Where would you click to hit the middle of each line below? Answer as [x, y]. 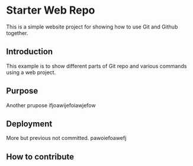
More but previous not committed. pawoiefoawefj [66, 138]
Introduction [30, 52]
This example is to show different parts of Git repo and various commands [96, 66]
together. [17, 33]
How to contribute [40, 157]
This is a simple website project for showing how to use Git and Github [92, 27]
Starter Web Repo [51, 10]
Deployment [29, 124]
